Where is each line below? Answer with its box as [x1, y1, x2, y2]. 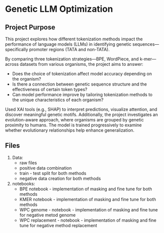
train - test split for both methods [19, 170, 87, 176]
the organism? [12, 76, 42, 82]
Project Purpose [5, 23, 55, 31]
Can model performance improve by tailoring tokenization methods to [12, 92, 153, 97]
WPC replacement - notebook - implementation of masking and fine [19, 217, 157, 223]
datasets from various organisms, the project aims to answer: [20, 61, 143, 67]
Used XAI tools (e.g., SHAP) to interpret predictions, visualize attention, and [5, 107, 158, 112]
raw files [19, 160, 37, 166]
